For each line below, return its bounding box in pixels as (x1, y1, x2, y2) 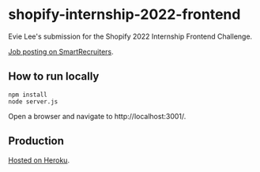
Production (8, 134, 65, 148)
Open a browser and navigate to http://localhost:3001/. (8, 111, 187, 121)
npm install (8, 91, 47, 99)
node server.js (8, 97, 58, 106)
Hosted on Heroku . (8, 155, 70, 165)
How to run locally (8, 69, 100, 84)
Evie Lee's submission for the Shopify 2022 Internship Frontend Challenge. (8, 32, 253, 41)
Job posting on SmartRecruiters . (8, 47, 115, 56)
